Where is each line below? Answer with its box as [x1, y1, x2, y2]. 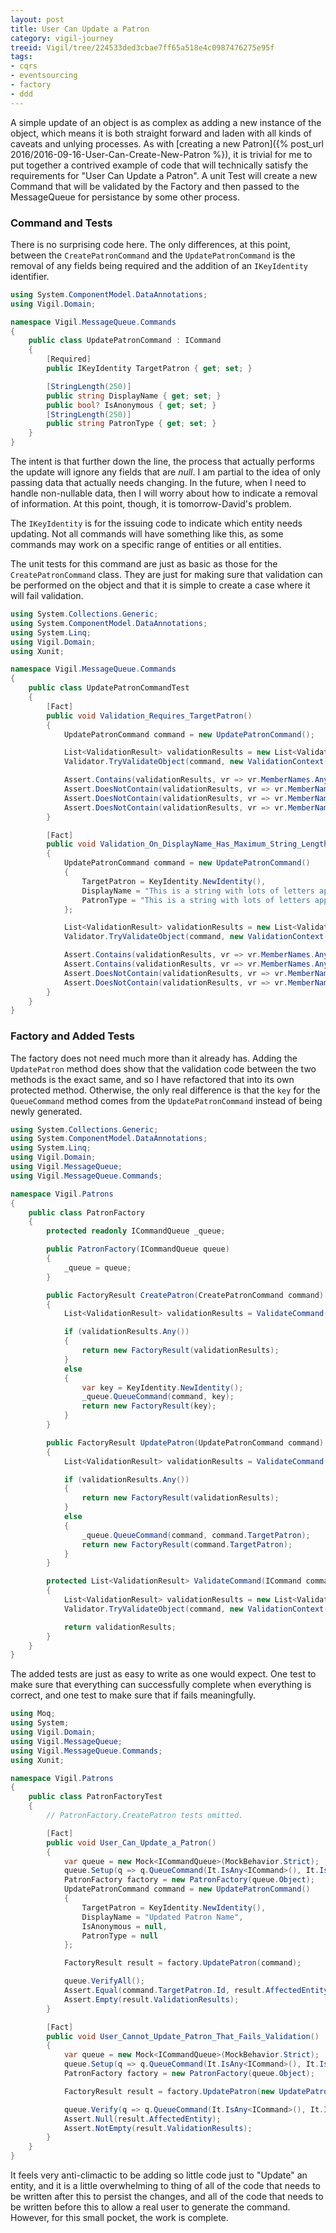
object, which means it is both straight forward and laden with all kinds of [10, 127, 312, 139]
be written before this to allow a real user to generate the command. [10, 2201, 291, 2213]
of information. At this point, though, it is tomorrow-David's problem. [10, 498, 292, 510]
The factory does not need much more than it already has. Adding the [10, 1052, 298, 1064]
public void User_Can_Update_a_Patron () [46, 1837, 217, 1848]
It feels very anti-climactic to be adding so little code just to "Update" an [10, 2169, 308, 2181]
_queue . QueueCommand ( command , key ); [81, 1392, 235, 1402]
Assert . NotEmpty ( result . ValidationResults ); [63, 2123, 253, 2133]
